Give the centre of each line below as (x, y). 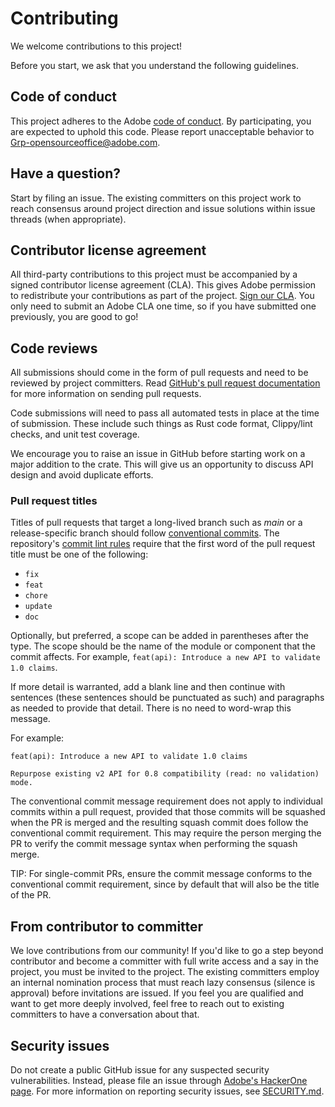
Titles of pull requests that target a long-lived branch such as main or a (156, 523)
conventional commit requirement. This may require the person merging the (166, 833)
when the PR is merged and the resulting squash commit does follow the (159, 823)
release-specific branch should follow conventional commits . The (145, 533)
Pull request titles (54, 501)
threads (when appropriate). (68, 219)
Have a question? (66, 173)
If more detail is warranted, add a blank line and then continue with (148, 687)
